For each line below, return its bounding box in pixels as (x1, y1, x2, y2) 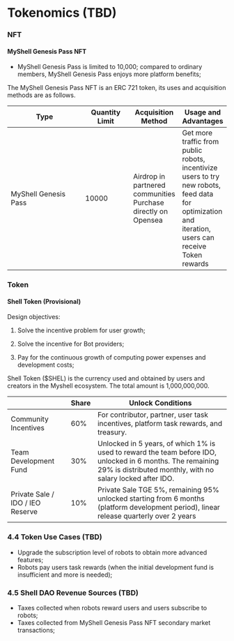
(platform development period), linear (97, 503, 221, 513)
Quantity (91, 108, 120, 117)
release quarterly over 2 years (97, 511, 196, 521)
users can (182, 233, 214, 242)
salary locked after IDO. (97, 473, 175, 483)
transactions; (17, 626, 56, 635)
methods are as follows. (7, 91, 76, 99)
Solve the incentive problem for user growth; (17, 326, 146, 334)
